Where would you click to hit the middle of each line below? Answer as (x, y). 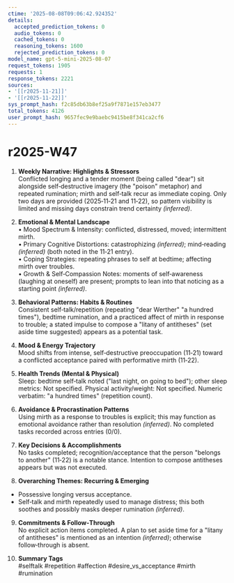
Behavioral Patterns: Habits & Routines (75, 302)
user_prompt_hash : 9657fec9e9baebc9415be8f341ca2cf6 (86, 117)
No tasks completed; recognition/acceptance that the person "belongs (119, 452)
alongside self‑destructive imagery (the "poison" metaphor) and (110, 186)
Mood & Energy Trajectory (57, 345)
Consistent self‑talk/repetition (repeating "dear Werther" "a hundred (116, 309)
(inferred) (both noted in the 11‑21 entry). (76, 251)
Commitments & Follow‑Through (66, 522)
